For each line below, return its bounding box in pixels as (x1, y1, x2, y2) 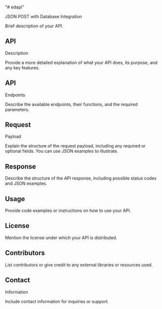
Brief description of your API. (5, 23, 63, 29)
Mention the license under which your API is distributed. (5, 234, 118, 241)
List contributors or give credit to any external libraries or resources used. (5, 262, 153, 268)
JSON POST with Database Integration (5, 14, 82, 19)
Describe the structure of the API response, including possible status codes (5, 175, 157, 181)
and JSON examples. (5, 181, 47, 186)
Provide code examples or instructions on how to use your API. (5, 207, 131, 214)
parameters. (5, 106, 30, 112)
